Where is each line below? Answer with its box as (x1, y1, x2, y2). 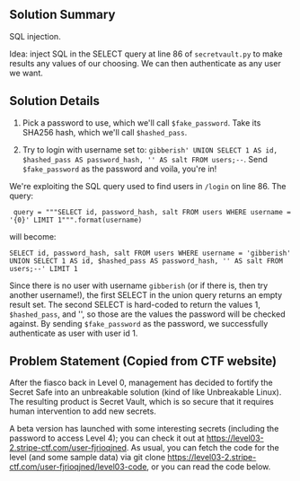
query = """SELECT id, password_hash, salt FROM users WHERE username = (13, 207, 292, 216)
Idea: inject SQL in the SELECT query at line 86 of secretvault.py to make (9, 48, 283, 59)
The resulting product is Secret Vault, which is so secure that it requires (9, 397, 274, 407)
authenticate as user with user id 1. (9, 328, 138, 338)
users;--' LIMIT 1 (9, 264, 78, 273)
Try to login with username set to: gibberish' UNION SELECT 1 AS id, (22, 144, 278, 155)
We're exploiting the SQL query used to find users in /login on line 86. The (9, 180, 287, 191)
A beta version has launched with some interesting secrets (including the (9, 424, 279, 434)
